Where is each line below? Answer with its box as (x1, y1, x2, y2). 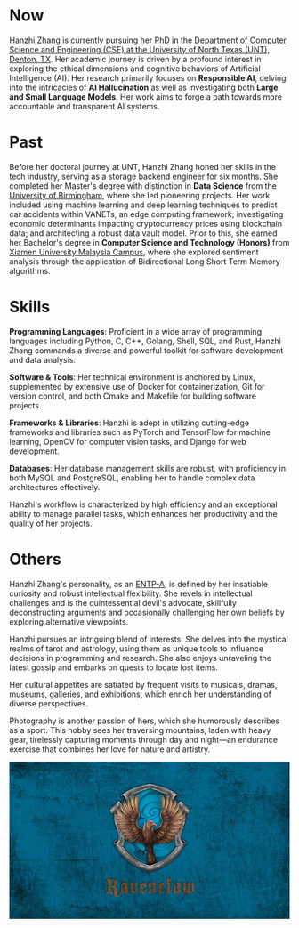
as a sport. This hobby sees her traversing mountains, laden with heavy (9, 724, 271, 735)
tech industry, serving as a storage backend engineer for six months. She (9, 171, 279, 182)
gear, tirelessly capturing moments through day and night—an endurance (9, 734, 279, 745)
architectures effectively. (9, 481, 101, 492)
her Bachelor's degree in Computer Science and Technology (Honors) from (9, 237, 290, 247)
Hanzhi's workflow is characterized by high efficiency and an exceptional (9, 499, 278, 510)
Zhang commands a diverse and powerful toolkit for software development (9, 344, 284, 356)
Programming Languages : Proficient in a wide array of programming (9, 326, 263, 336)
